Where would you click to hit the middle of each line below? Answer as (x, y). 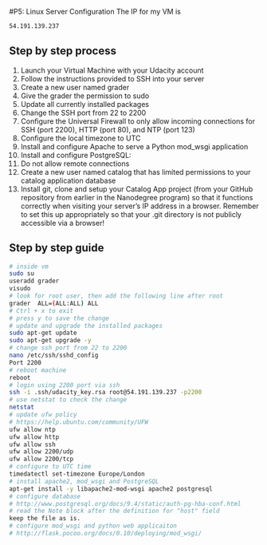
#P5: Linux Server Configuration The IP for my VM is (95, 12)
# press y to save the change (59, 318)
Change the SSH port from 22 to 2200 (83, 113)
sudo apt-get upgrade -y (50, 341)
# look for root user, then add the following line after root (116, 296)
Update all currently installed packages (85, 104)
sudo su (22, 274)
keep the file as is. (45, 519)
